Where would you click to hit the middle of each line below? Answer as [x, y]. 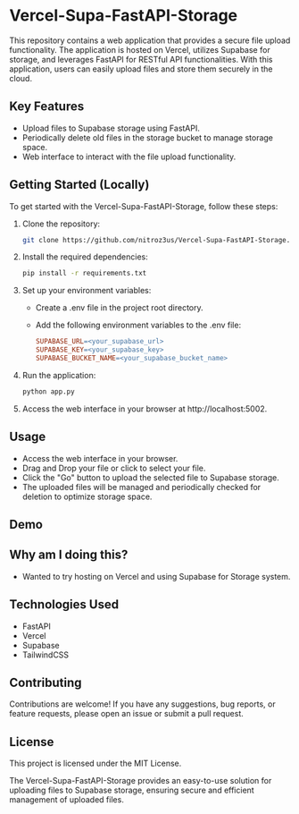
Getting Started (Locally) [79, 185]
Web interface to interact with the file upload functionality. [129, 157]
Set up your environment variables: [87, 291]
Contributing [46, 683]
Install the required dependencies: [85, 257]
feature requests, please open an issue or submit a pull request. [126, 714]
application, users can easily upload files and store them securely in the [141, 69]
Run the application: [59, 375]
